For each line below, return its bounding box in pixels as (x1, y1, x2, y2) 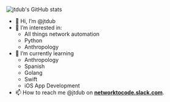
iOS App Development (24, 82, 80, 89)
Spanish (24, 63, 45, 70)
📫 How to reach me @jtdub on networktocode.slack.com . (15, 89, 165, 96)
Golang (24, 69, 43, 76)
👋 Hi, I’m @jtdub (15, 18, 56, 24)
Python (24, 37, 43, 44)
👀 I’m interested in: (15, 24, 62, 31)
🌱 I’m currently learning (15, 50, 74, 57)
